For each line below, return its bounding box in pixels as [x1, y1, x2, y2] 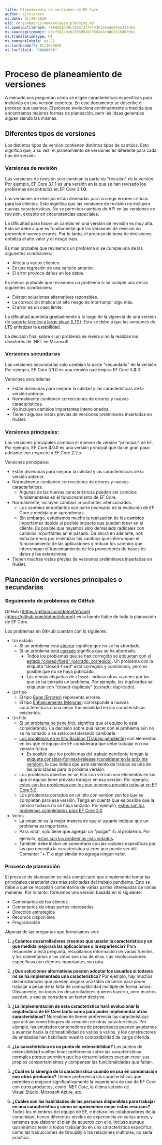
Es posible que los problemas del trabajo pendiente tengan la [26, 751, 148, 757]
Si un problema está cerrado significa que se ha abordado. [19, 648, 136, 653]
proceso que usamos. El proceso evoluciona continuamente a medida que [5, 105, 153, 111]
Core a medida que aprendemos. [19, 510, 85, 516]
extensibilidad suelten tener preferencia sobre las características [12, 1049, 142, 1055]
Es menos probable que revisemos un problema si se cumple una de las [5, 279, 148, 285]
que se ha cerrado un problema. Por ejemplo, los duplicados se [26, 679, 153, 684]
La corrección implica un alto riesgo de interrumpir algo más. [12, 299, 134, 305]
